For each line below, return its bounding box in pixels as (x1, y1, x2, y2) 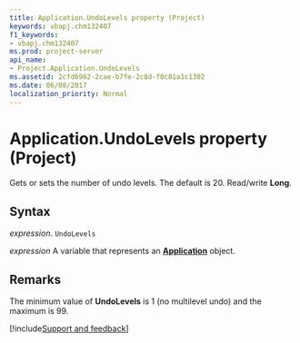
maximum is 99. (9, 306, 69, 317)
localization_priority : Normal (9, 89, 128, 98)
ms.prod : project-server (9, 47, 104, 56)
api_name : (9, 55, 47, 64)
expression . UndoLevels (9, 228, 96, 239)
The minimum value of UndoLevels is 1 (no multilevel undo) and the (9, 296, 262, 307)
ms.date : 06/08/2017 (9, 81, 88, 90)
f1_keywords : (9, 30, 59, 39)
